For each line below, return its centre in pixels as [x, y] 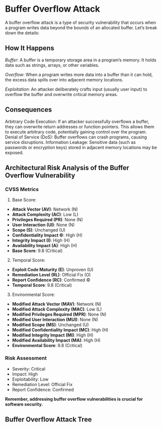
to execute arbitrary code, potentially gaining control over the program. [76, 132]
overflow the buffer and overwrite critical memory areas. [61, 94]
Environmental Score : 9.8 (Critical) [47, 346]
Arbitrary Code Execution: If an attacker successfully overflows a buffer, [77, 121]
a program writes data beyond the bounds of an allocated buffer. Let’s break [81, 27]
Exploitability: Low [30, 379]
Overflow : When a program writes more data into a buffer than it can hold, [79, 75]
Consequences [29, 110]
